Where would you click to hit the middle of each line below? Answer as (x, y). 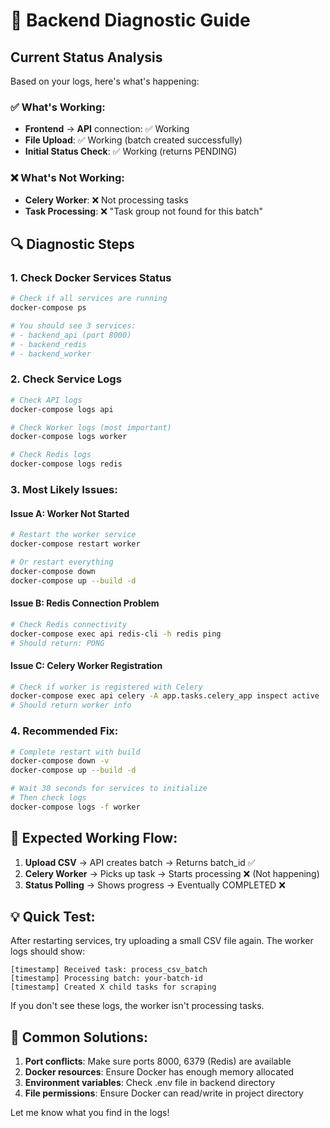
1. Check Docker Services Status (91, 277)
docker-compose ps (48, 308)
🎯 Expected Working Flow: (94, 838)
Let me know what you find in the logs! (90, 1113)
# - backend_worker (51, 354)
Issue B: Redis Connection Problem (85, 603)
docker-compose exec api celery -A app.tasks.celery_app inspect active (165, 696)
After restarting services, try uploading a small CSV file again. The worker (162, 941)
